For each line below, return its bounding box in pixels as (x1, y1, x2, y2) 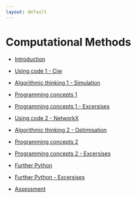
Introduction (14, 55, 46, 63)
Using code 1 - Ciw (14, 67, 62, 74)
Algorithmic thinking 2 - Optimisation (14, 126, 107, 133)
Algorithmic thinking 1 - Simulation (14, 79, 101, 86)
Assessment (14, 185, 46, 193)
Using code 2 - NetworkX (14, 114, 79, 122)
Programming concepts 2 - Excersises (14, 150, 111, 157)
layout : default (5, 9, 47, 15)
